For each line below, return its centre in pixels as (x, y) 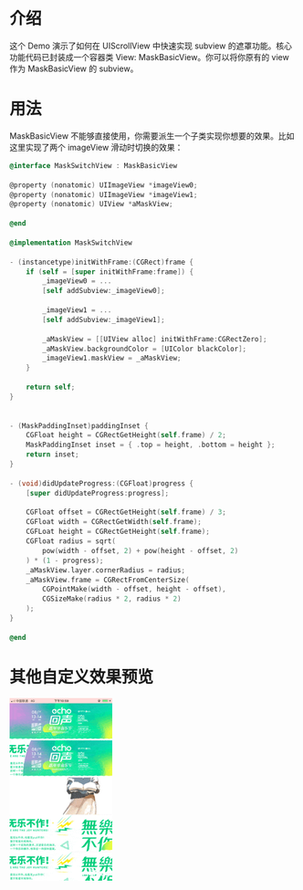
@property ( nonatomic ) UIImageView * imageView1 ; (104, 194)
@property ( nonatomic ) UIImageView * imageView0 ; (104, 185)
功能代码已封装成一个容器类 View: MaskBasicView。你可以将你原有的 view (149, 57)
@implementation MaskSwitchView (71, 243)
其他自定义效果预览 (82, 677)
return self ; (51, 387)
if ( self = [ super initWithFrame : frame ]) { (110, 272)
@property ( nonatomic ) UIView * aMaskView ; (91, 204)
